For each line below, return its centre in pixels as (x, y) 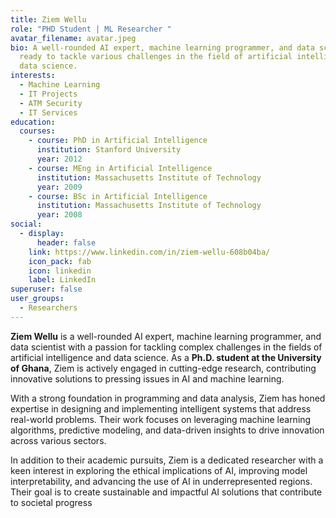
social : (26, 224)
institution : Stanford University (109, 150)
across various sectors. (58, 440)
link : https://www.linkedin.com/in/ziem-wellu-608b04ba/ (149, 252)
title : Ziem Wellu (48, 19)
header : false (66, 242)
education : (33, 122)
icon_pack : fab (60, 261)
